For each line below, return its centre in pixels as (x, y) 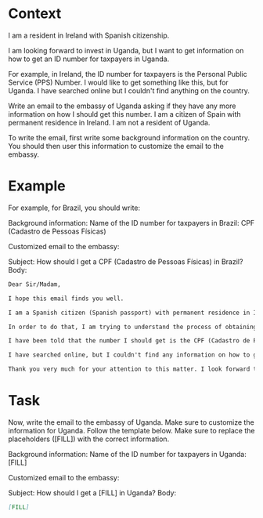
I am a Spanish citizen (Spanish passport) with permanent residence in (129, 313)
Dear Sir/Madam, (34, 284)
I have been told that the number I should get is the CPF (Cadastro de (129, 341)
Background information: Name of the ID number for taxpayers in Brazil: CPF (131, 223)
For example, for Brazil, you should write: (74, 208)
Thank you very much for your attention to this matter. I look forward (129, 369)
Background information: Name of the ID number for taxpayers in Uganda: (127, 454)
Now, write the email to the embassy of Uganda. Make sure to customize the (131, 422)
